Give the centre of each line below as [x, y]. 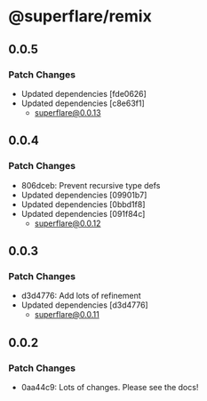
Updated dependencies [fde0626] [84, 93]
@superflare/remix [80, 16]
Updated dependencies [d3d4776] [84, 305]
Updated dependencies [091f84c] [83, 213]
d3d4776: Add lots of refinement [81, 296]
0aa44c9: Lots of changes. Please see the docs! [110, 387]
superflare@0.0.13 [68, 112]
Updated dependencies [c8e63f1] [83, 103]
